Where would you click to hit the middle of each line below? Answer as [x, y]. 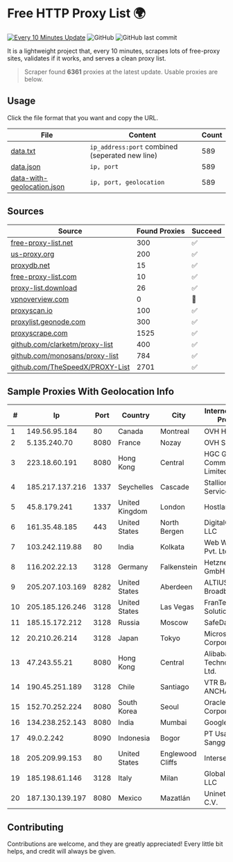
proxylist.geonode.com [48, 322]
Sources [26, 212]
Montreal [175, 432]
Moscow [174, 623]
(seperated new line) [124, 155]
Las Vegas [177, 607]
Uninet [215, 794]
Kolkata [173, 547]
